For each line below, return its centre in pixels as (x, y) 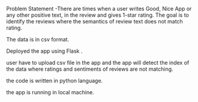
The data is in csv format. (38, 39)
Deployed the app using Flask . (44, 51)
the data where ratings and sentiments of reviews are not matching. (90, 69)
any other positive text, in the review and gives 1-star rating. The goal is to (97, 15)
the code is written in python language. (55, 81)
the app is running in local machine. (50, 92)
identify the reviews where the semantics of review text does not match (94, 21)
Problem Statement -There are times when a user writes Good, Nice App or (99, 9)
